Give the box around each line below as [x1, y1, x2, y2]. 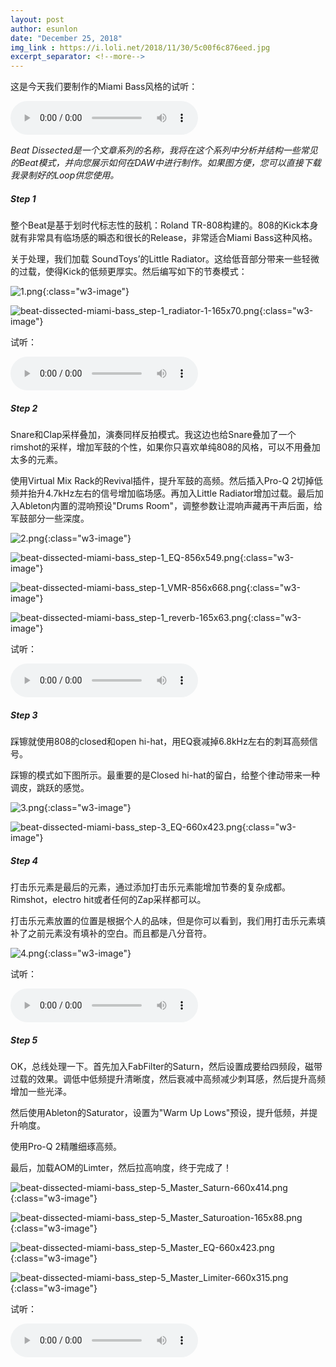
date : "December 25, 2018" [10, 33, 123, 43]
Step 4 [10, 854, 39, 866]
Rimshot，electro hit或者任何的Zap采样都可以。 [10, 894, 207, 905]
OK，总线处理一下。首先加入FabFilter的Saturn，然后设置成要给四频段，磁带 [10, 1060, 323, 1072]
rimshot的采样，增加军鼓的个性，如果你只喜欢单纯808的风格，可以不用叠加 [10, 441, 321, 453]
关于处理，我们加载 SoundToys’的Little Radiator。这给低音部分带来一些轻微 [10, 253, 320, 265]
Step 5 [10, 1034, 38, 1046]
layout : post [10, 14, 65, 25]
